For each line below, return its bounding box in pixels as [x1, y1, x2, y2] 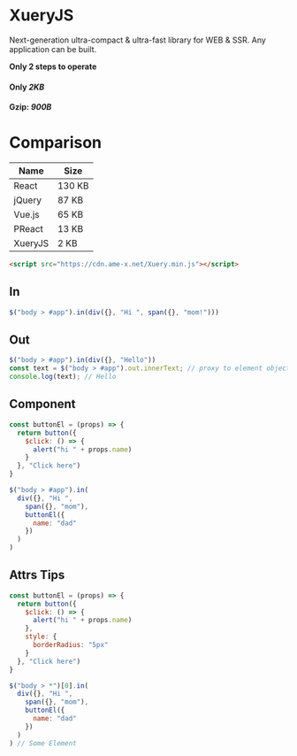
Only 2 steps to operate [9, 61, 97, 72]
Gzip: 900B [9, 102, 52, 112]
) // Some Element [9, 738, 77, 748]
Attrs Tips [9, 567, 65, 582]
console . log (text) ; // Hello [9, 373, 117, 382]
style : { [25, 632, 57, 642]
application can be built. [9, 43, 97, 54]
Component [9, 397, 77, 412]
